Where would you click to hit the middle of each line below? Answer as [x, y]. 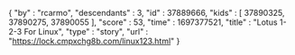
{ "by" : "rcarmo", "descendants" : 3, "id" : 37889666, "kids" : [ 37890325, [147, 13]
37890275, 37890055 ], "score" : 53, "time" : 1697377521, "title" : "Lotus [143, 22]
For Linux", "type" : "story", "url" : [86, 31]
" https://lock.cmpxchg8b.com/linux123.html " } [94, 41]
